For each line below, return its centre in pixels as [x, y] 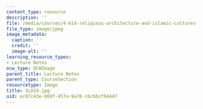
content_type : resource [36, 12]
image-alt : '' [29, 51]
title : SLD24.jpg [28, 91]
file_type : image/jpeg [35, 29]
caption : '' [27, 40]
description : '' [27, 18]
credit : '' [25, 46]
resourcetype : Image [32, 85]
